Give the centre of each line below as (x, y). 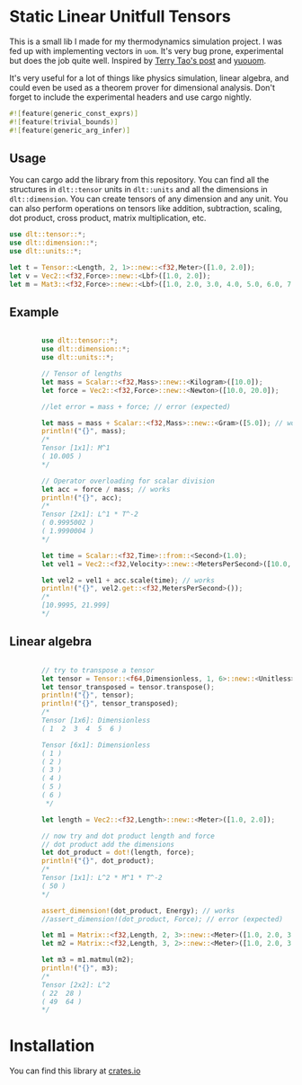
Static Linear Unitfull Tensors (120, 17)
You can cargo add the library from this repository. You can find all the (139, 180)
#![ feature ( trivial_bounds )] (64, 122)
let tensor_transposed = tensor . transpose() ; (129, 687)
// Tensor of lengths (82, 374)
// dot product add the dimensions (108, 844)
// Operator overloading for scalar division (129, 481)
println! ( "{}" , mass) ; (84, 431)
